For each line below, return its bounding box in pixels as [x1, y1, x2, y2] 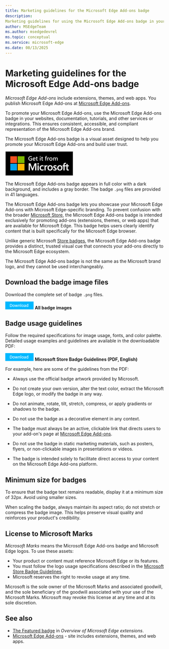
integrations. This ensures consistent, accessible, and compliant [5, 121, 138, 127]
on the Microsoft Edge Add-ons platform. [12, 461, 98, 467]
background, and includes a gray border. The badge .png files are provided [5, 186, 161, 192]
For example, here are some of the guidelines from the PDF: [5, 366, 129, 372]
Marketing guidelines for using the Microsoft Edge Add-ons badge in [5, 19, 154, 24]
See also [5, 614, 33, 623]
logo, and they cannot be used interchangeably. [5, 263, 105, 269]
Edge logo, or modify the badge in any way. [12, 391, 103, 397]
